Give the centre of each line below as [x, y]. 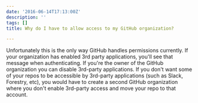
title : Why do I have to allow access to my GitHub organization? [90, 28]
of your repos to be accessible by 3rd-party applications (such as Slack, [95, 76]
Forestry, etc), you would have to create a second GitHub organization [92, 82]
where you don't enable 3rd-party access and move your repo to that [91, 88]
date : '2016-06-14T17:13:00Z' [44, 12]
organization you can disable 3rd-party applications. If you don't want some [99, 70]
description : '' [26, 17]
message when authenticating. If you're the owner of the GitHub [85, 63]
